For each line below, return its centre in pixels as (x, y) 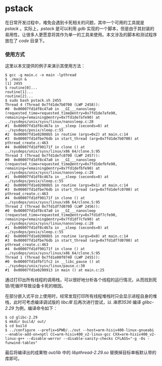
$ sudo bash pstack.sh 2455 (33, 101)
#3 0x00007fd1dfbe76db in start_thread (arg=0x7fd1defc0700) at (72, 190)
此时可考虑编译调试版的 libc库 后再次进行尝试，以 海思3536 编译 (77, 302)
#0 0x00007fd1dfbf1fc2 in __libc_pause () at (53, 262)
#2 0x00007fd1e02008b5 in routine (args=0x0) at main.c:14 (67, 236)
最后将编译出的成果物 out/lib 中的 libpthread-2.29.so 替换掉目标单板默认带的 (81, 352)
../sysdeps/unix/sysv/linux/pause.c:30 (45, 266)
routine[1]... (19, 92)
